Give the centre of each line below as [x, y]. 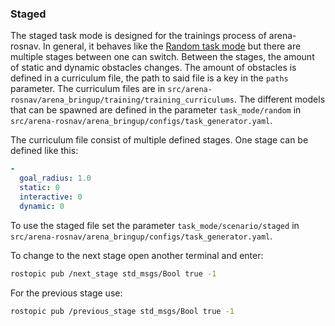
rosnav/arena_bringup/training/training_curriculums [122, 100]
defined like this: [44, 151]
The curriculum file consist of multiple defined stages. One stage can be [159, 140]
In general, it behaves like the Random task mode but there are [172, 46]
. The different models [279, 99]
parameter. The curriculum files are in [88, 89]
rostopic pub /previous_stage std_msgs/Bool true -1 [122, 311]
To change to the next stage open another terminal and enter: [137, 255]
